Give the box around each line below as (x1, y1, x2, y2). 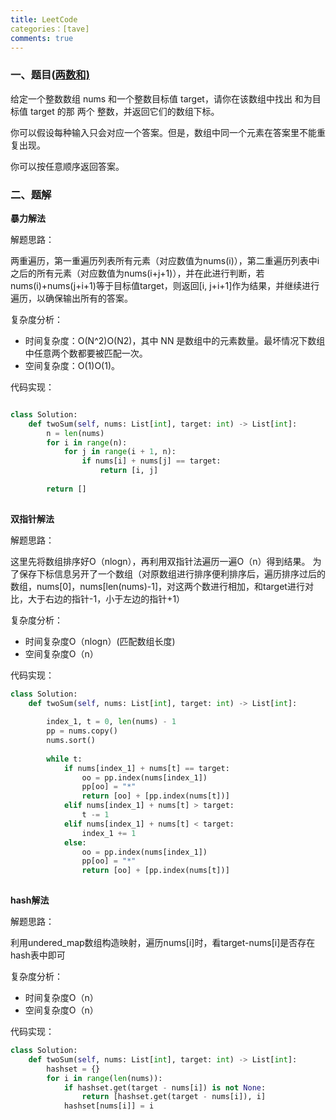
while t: (46, 754, 83, 764)
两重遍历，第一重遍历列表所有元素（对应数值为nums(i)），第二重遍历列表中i (10, 254, 320, 266)
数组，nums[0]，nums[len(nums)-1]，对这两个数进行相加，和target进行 (10, 580, 305, 592)
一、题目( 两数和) (10, 68, 90, 82)
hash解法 (10, 894, 50, 906)
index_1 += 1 (81, 828, 137, 838)
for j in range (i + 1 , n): (63, 447, 177, 457)
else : (63, 837, 87, 848)
